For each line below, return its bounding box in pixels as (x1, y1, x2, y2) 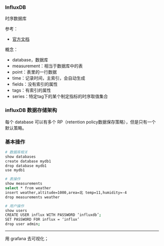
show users (5, 208, 27, 213)
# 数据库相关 (5, 150, 28, 154)
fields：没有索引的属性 (12, 81, 58, 87)
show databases (5, 154, 36, 159)
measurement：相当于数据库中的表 (12, 63, 83, 69)
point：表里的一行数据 (12, 69, 57, 75)
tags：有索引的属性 (12, 87, 51, 94)
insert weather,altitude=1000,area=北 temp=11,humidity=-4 (5, 190, 127, 195)
